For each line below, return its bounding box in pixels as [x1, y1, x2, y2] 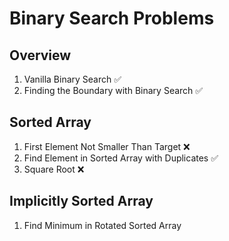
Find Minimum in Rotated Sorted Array [23, 219, 182, 231]
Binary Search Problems [9, 7, 215, 30]
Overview [9, 47, 72, 64]
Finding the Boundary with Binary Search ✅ [23, 85, 204, 96]
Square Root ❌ [23, 163, 85, 175]
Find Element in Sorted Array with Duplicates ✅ [23, 152, 219, 164]
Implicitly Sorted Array [9, 193, 154, 210]
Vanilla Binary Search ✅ [23, 73, 122, 85]
